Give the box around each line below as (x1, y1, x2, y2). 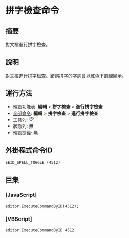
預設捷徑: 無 (12, 129, 38, 135)
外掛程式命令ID (5, 146, 53, 155)
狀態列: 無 (12, 123, 34, 129)
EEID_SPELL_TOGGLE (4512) (5, 160, 60, 166)
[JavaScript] (5, 191, 37, 198)
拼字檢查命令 (5, 5, 60, 16)
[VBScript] (5, 215, 32, 223)
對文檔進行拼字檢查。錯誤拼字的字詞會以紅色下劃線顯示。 (5, 72, 126, 79)
